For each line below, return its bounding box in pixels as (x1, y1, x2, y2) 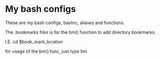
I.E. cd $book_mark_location (5, 38, 64, 45)
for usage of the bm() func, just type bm (5, 48, 87, 54)
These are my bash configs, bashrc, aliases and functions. (5, 20, 125, 26)
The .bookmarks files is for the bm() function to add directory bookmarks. (5, 29, 156, 35)
